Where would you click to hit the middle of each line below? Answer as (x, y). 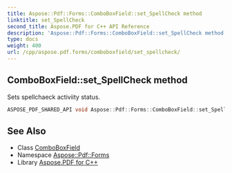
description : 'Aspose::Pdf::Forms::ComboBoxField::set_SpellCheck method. (117, 33)
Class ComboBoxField (49, 148)
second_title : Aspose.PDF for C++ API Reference (78, 26)
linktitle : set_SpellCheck (46, 20)
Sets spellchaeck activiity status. (54, 97)
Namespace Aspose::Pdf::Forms (63, 155)
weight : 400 (24, 46)
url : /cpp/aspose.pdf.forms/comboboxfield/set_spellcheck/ (94, 53)
